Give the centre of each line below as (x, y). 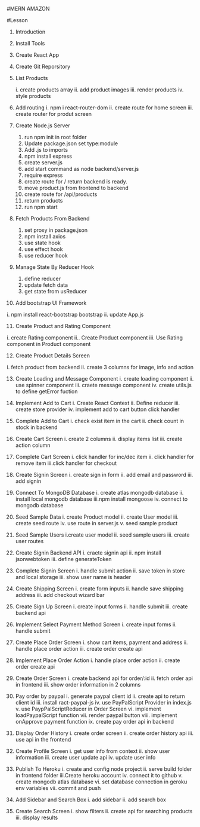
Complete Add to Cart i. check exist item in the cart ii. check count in (99, 421)
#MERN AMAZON (28, 9)
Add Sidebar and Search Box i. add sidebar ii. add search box (90, 800)
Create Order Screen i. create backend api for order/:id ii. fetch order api (104, 678)
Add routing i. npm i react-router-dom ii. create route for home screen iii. (104, 108)
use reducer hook (46, 255)
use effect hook (43, 249)
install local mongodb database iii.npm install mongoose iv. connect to (101, 499)
